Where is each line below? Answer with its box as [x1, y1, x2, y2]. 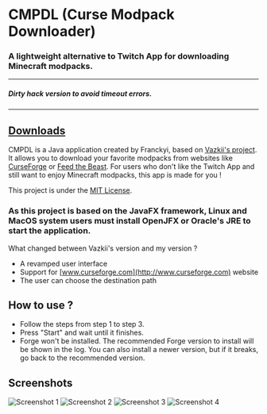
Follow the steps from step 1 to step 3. [19, 320, 145, 329]
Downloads [8, 124, 66, 137]
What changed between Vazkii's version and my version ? [8, 243, 198, 253]
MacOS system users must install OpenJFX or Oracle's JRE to [8, 216, 252, 227]
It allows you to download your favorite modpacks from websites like [8, 153, 233, 163]
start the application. [8, 225, 91, 236]
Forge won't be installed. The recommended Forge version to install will [19, 336, 254, 346]
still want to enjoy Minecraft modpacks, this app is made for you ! [8, 171, 222, 180]
